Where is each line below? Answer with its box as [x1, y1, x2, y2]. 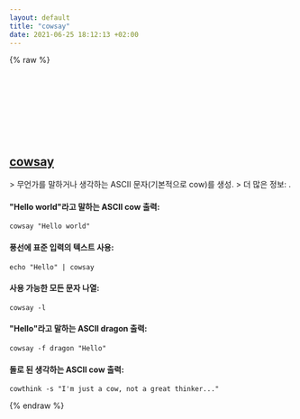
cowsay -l [9, 303, 47, 312]
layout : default [9, 13, 70, 23]
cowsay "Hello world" [9, 222, 91, 231]
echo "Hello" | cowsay [9, 262, 95, 271]
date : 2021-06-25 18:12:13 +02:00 [9, 30, 140, 39]
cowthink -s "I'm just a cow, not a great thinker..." [9, 385, 220, 394]
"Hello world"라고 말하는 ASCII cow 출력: [9, 201, 160, 212]
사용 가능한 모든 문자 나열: [9, 283, 100, 294]
